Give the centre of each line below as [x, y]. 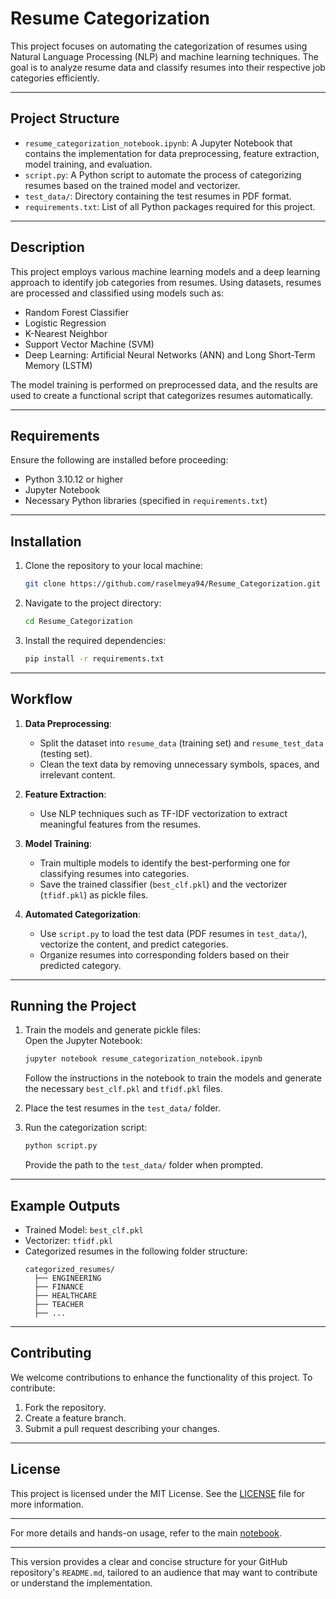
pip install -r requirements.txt [94, 658]
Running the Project [73, 1006]
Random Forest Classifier [76, 312]
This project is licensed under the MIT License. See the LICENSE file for [158, 1493]
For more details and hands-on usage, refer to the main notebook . [146, 1533]
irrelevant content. [77, 774]
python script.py [61, 1146]
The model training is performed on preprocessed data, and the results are [164, 384]
